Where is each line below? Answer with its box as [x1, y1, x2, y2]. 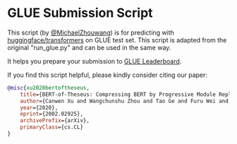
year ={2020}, [20, 104, 59, 111]
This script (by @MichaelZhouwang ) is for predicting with [7, 28, 175, 37]
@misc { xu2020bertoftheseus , [7, 84, 90, 91]
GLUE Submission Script [7, 5, 153, 21]
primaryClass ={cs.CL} [20, 124, 83, 131]
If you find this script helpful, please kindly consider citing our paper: [7, 71, 208, 79]
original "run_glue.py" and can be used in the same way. [7, 43, 171, 52]
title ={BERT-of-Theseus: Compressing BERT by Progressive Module [20, 90, 217, 98]
